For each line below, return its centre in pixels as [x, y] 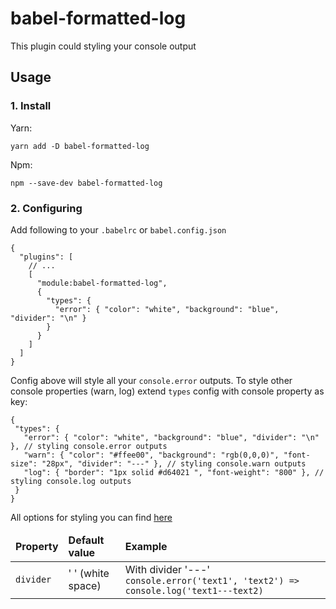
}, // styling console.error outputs [89, 446]
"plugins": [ [46, 257]
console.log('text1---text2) [194, 590]
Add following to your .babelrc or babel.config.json [118, 229]
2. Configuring [46, 208]
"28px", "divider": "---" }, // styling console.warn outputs [174, 463]
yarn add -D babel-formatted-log [80, 146]
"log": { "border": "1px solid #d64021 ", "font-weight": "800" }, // [174, 472]
